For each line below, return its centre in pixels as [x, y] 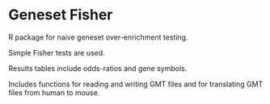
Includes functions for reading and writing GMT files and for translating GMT [136, 84]
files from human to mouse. [54, 92]
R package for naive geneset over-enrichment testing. [98, 37]
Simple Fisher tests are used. [57, 52]
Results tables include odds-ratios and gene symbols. [98, 68]
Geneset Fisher [61, 15]
